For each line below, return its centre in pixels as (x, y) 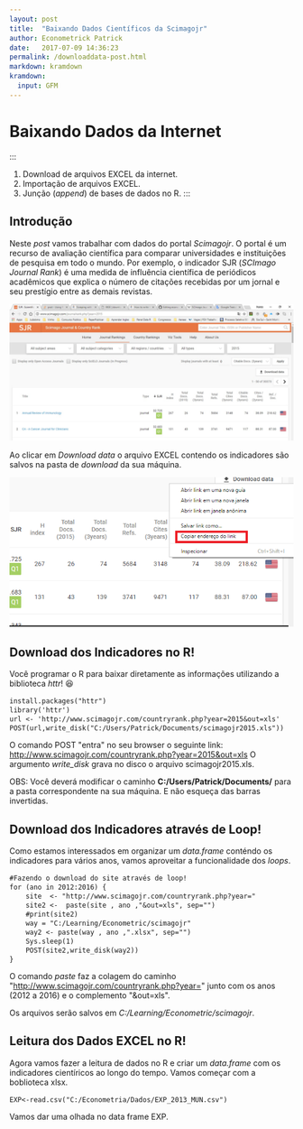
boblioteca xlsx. (39, 1082)
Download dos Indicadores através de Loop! (135, 829)
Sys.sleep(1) (50, 942)
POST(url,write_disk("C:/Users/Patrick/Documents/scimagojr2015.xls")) (147, 728)
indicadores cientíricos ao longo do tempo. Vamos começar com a (133, 1072)
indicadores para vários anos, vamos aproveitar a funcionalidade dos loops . (150, 861)
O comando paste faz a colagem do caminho (93, 976)
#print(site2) (52, 915)
